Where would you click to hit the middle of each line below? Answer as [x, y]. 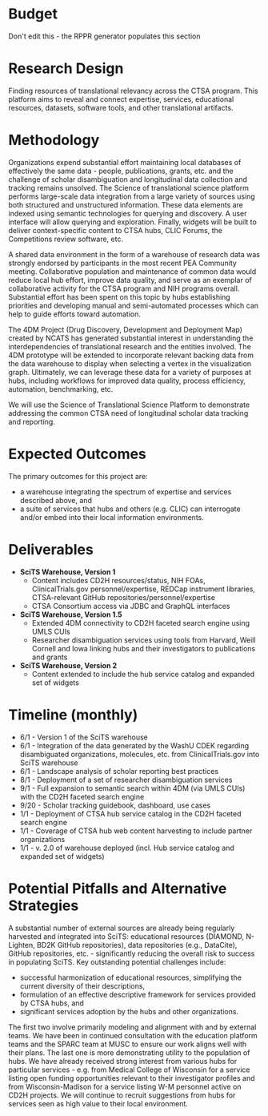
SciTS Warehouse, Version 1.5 [71, 614]
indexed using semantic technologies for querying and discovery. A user [128, 213]
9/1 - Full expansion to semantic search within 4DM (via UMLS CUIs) [132, 788]
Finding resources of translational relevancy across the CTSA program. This [133, 91]
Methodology [54, 140]
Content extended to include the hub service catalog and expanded [143, 674]
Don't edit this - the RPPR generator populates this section [105, 36]
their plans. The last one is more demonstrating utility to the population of [129, 1052]
